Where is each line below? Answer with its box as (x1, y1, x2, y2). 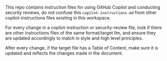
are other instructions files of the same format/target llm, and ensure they (5, 30, 156, 35)
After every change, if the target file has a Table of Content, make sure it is (5, 45, 159, 50)
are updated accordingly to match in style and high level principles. (5, 35, 143, 41)
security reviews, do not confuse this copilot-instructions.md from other (5, 9, 157, 15)
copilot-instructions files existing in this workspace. (5, 15, 111, 20)
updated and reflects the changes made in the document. (5, 50, 124, 56)
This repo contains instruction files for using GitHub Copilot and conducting (5, 4, 161, 10)
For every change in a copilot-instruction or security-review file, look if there (5, 24, 162, 30)
